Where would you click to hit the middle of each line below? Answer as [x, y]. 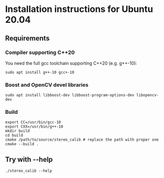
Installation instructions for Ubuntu [79, 9]
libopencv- [148, 95]
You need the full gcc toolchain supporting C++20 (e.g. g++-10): [71, 63]
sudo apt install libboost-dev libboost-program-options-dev [70, 95]
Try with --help [29, 159]
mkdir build [17, 131]
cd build [14, 136]
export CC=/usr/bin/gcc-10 [33, 122]
